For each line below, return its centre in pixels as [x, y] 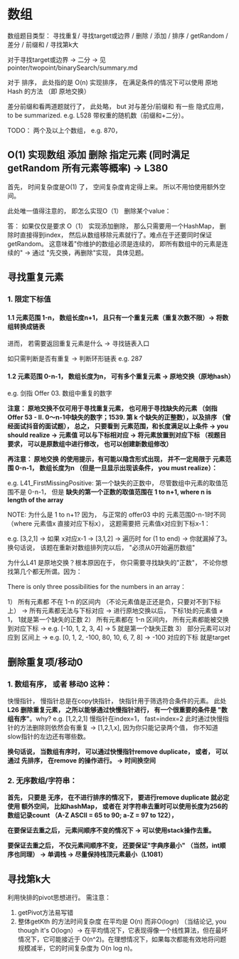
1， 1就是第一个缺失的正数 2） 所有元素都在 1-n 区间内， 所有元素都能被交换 [118, 620]
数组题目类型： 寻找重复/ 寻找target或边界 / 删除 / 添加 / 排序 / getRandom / [118, 36]
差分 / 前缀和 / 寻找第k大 [43, 44]
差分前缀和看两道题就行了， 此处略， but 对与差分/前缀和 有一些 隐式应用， [117, 106]
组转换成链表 [26, 326]
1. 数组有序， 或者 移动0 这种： [60, 684]
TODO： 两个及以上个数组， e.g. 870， [64, 130]
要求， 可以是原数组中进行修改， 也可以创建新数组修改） [90, 444]
